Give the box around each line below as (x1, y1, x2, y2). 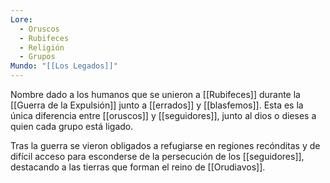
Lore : (10, 14, 33, 25)
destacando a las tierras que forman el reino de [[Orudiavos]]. (10, 161, 266, 173)
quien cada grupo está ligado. (10, 121, 134, 132)
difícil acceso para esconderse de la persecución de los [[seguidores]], (10, 151, 305, 162)
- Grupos (19, 52, 56, 62)
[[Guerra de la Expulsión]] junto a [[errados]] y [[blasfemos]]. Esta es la (10, 99, 304, 111)
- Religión (19, 42, 65, 53)
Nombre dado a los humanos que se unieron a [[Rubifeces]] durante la (10, 89, 301, 100)
